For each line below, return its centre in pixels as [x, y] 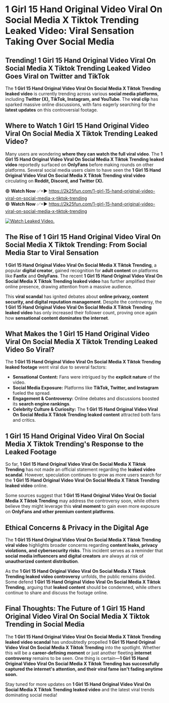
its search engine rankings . [41, 404]
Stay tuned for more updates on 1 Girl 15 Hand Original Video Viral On [78, 684]
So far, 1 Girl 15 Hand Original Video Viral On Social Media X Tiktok [76, 464]
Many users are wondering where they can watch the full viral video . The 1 [84, 154]
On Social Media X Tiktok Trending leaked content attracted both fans [87, 415]
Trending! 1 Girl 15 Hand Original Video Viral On [81, 60]
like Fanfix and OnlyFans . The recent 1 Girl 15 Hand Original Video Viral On [84, 276]
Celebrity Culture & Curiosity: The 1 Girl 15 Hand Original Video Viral [85, 410]
